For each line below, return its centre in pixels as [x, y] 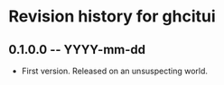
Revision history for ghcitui [112, 17]
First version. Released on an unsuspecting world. [115, 71]
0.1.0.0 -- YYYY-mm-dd [77, 50]
